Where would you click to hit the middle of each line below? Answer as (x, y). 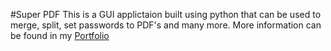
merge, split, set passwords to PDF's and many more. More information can (166, 25)
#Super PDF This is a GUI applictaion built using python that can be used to (166, 14)
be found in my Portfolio (60, 35)
